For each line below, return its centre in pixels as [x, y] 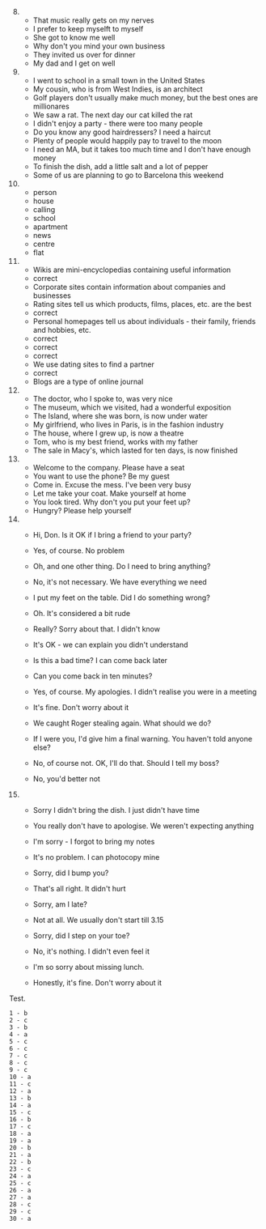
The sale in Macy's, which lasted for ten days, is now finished [135, 450]
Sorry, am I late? [60, 904]
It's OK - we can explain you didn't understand [110, 644]
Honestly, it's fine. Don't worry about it [97, 982]
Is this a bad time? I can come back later [100, 660]
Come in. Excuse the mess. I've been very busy [112, 485]
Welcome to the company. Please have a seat [109, 468]
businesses [52, 296]
